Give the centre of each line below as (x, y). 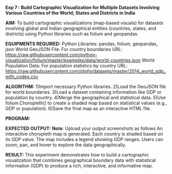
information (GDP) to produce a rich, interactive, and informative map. (79, 166)
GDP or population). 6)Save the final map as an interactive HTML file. (78, 108)
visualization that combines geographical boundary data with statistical (81, 160)
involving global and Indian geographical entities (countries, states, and (81, 28)
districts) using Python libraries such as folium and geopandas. (72, 34)
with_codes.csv (22, 76)
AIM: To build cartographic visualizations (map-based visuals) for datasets (84, 23)
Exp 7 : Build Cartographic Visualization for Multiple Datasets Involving (83, 7)
